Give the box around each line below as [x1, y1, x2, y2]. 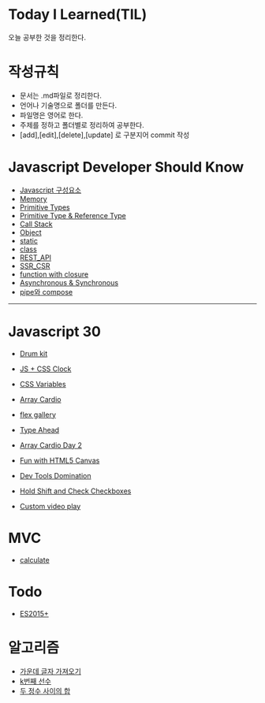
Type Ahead [19, 425, 60, 434]
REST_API [19, 252, 52, 262]
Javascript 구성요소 [19, 185, 81, 195]
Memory [19, 194, 47, 203]
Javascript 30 [8, 323, 101, 340]
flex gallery [19, 410, 57, 419]
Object [19, 227, 42, 237]
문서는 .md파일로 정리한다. [19, 91, 103, 100]
